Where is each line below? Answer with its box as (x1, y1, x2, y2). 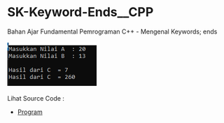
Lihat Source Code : (7, 94, 65, 102)
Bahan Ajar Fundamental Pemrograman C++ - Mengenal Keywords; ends (7, 27, 218, 36)
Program (17, 108, 43, 116)
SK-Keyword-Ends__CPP (7, 4, 154, 20)
